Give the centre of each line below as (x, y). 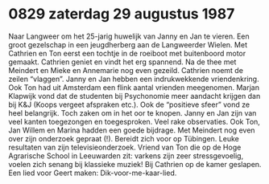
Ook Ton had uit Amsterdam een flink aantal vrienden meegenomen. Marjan (134, 87)
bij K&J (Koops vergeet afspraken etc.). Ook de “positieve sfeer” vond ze (129, 104)
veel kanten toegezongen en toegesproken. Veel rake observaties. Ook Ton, (134, 121)
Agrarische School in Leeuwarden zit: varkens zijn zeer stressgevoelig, (126, 155)
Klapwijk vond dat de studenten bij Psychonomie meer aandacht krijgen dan (134, 96)
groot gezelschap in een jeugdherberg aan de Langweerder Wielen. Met (128, 44)
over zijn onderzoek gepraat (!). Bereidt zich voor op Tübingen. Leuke (124, 138)
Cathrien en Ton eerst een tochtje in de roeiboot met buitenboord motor (127, 53)
